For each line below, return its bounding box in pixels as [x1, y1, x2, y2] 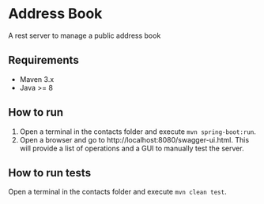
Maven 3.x [19, 74, 55, 83]
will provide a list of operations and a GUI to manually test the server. [19, 143, 244, 153]
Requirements [8, 54, 79, 67]
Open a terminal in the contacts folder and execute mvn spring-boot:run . [19, 127, 257, 136]
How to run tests [8, 166, 92, 180]
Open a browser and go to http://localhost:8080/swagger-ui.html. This [19, 135, 250, 144]
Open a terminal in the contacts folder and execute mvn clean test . [8, 187, 227, 197]
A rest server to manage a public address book [8, 31, 161, 40]
